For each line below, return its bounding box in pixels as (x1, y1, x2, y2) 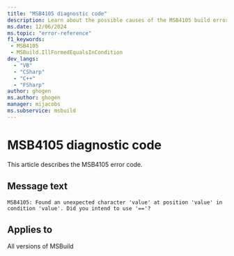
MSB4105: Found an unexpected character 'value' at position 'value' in (7, 199, 223, 206)
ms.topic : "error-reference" (7, 29, 92, 37)
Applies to (7, 223, 53, 235)
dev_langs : (7, 56, 39, 63)
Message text (7, 180, 68, 192)
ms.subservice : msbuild (7, 107, 77, 114)
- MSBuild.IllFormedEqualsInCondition (10, 49, 123, 56)
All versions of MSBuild (7, 242, 75, 250)
